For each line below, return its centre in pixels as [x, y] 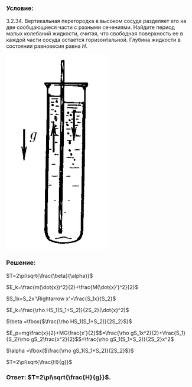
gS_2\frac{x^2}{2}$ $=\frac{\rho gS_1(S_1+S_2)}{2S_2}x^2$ [102, 339]
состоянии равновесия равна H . [47, 46]
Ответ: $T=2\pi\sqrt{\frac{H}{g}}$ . [58, 377]
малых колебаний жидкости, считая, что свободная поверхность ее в [95, 34]
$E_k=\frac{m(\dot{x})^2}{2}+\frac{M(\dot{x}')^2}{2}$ [72, 287]
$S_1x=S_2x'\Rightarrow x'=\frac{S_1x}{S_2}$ [61, 299]
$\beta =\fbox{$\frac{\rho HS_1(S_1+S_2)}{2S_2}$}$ [69, 321]
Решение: [21, 263]
